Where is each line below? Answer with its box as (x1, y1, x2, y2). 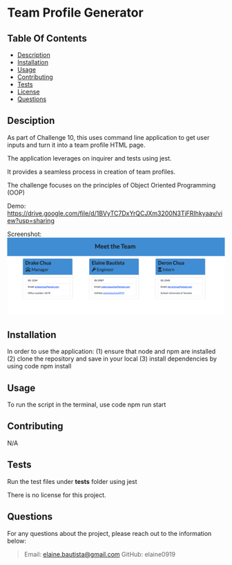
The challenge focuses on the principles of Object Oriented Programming (7, 181, 216, 189)
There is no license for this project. (7, 490, 106, 499)
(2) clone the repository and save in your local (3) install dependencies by (7, 355, 217, 363)
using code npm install (7, 362, 72, 370)
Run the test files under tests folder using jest (7, 477, 137, 485)
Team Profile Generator (7, 5, 144, 21)
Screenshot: (7, 230, 42, 238)
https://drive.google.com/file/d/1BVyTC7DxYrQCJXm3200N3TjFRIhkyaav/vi (7, 209, 223, 217)
